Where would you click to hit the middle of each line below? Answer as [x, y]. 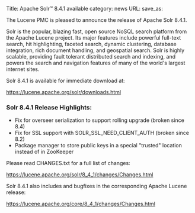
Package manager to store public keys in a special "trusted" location [98, 146]
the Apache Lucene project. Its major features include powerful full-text [94, 38]
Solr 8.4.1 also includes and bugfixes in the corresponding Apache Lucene [97, 186]
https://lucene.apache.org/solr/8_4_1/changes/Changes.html [80, 175]
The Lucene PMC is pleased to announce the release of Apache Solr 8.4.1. [97, 20]
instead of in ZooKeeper [44, 152]
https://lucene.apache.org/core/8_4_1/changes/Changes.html [81, 204]
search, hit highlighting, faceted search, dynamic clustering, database [91, 44]
